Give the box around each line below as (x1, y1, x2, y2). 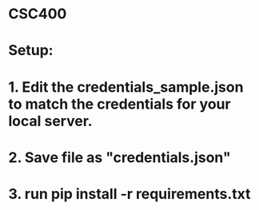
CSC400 (8, 5, 67, 23)
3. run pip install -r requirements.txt (8, 184, 251, 203)
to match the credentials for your (8, 95, 231, 113)
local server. (8, 112, 94, 130)
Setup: (8, 42, 54, 60)
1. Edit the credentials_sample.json (8, 77, 244, 96)
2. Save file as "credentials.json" (8, 149, 231, 166)
